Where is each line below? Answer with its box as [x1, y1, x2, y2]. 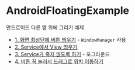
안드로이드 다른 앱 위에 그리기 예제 [6, 24, 84, 31]
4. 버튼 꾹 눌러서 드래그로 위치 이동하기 [14, 58, 104, 65]
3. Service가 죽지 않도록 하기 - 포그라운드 [14, 50, 110, 57]
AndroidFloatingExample [6, 4, 130, 17]
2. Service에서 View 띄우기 [14, 43, 78, 50]
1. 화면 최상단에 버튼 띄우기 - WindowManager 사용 [14, 36, 127, 43]
